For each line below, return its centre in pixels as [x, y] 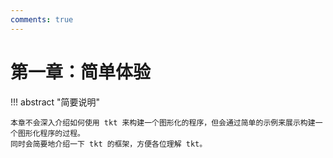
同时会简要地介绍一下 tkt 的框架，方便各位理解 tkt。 [109, 144]
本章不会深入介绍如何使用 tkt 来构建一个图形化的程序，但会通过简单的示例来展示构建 [163, 122]
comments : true [42, 19]
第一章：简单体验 [81, 72]
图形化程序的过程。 [51, 133]
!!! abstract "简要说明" [55, 102]
